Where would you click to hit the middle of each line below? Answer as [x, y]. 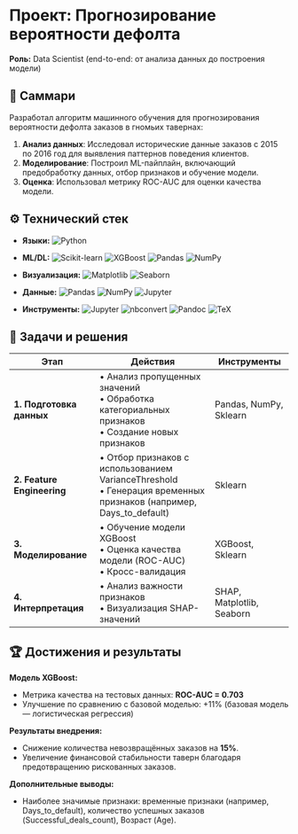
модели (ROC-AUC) [142, 561]
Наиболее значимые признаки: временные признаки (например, [145, 801]
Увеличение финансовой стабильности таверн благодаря [131, 758]
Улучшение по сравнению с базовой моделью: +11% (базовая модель [155, 705]
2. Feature [35, 479]
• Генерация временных [152, 491]
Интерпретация [49, 608]
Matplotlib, [236, 603]
